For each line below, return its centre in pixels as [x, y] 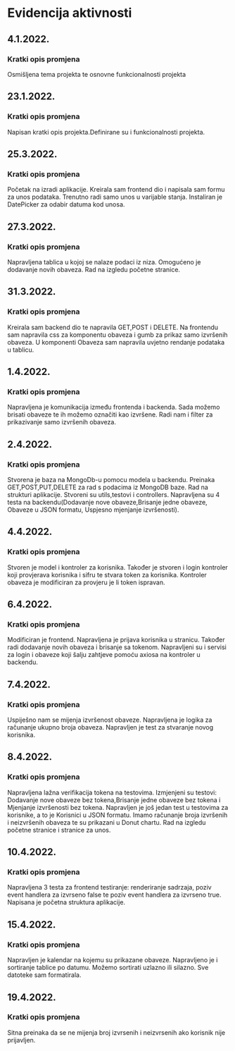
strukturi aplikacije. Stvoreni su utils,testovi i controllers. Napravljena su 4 [114, 494]
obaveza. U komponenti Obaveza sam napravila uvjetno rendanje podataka [116, 342]
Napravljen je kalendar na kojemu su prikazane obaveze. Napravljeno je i [113, 960]
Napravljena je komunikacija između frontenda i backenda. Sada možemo [114, 407]
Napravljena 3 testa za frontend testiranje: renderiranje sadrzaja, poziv [110, 887]
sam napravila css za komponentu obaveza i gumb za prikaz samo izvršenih [118, 334]
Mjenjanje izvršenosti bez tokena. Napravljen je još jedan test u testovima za [118, 807]
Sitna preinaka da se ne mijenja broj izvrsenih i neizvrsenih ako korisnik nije [116, 1032]
